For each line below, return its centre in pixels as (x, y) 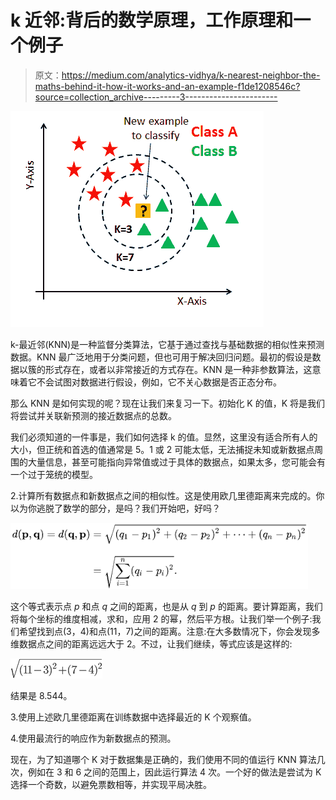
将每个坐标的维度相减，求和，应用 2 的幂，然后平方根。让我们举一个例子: (161, 618)
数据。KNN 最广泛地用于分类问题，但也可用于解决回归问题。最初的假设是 (161, 357)
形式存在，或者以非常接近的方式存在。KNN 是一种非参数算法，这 (178, 369)
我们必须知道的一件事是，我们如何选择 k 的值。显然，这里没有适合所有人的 (164, 437)
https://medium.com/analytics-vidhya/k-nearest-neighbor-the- (191, 75)
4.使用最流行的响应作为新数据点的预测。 (93, 738)
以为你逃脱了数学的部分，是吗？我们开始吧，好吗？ (115, 508)
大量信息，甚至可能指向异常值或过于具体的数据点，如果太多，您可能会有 (176, 462)
